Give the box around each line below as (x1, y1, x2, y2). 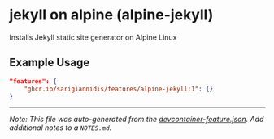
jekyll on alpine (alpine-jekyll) (9, 6, 214, 24)
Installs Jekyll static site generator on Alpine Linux (9, 32, 177, 42)
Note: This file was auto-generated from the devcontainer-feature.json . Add (9, 115, 264, 124)
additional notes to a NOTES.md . (9, 123, 112, 133)
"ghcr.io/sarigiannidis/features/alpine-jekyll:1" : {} (24, 85, 214, 93)
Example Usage (9, 56, 90, 69)
